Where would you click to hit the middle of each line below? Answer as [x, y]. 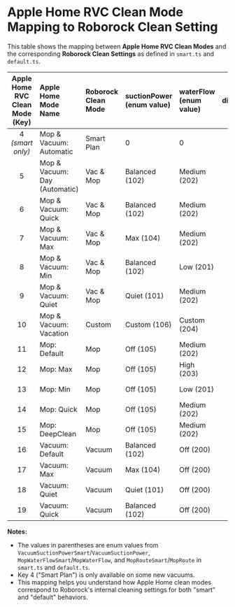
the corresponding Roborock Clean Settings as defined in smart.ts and [111, 54]
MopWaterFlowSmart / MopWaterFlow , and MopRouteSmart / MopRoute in [109, 559]
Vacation [54, 333]
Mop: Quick [58, 409]
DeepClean [58, 434]
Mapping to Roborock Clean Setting [113, 27]
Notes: [17, 531]
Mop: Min [55, 389]
